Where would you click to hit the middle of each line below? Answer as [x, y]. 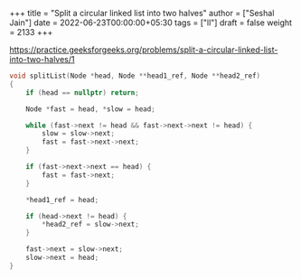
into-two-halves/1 [42, 59]
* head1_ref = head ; [62, 200]
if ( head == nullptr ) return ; [83, 93]
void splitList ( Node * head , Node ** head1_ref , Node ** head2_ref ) [135, 76]
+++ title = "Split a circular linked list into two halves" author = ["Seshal [142, 13]
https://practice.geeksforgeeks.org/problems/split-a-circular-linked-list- [144, 50]
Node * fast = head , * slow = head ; [90, 109]
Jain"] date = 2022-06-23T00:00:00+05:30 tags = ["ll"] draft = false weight [150, 23]
